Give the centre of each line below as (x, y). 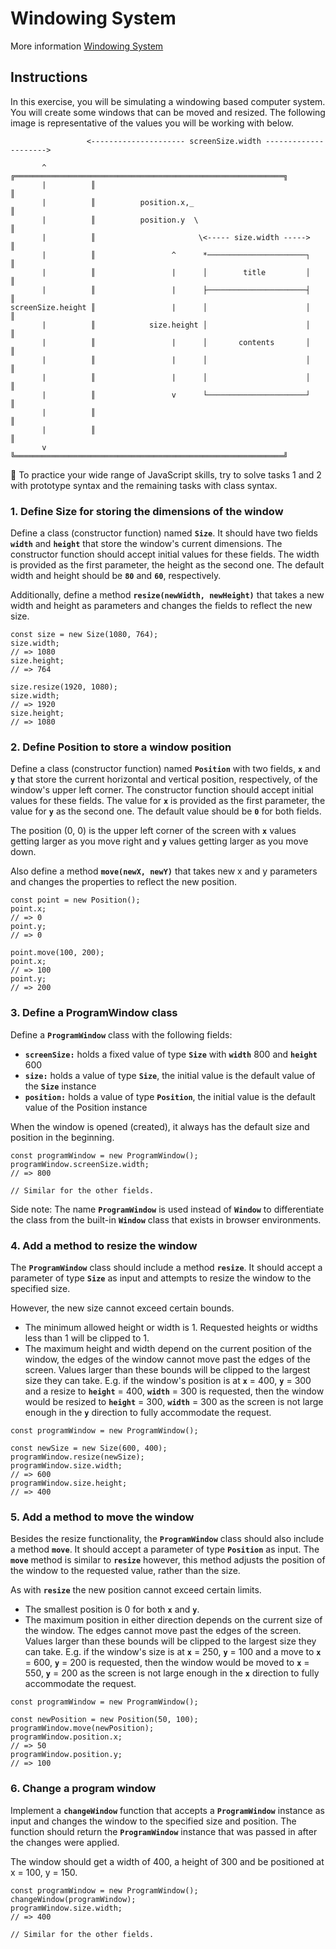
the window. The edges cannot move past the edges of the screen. (163, 1631)
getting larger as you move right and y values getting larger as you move (159, 841)
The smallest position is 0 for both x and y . (112, 1609)
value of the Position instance (86, 1107)
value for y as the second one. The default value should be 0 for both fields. (166, 811)
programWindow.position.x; (66, 1737)
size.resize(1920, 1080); (64, 687)
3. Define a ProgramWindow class (94, 1013)
